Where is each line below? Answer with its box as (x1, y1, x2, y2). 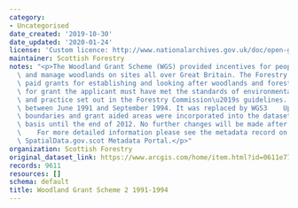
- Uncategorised (9, 21, 69, 30)
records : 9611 (9, 161, 62, 170)
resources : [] (9, 169, 62, 178)
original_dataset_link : (9, 152, 98, 162)
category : (9, 12, 46, 22)
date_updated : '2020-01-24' (9, 37, 114, 47)
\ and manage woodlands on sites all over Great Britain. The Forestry (17, 71, 288, 80)
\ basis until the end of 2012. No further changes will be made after (17, 120, 288, 129)
